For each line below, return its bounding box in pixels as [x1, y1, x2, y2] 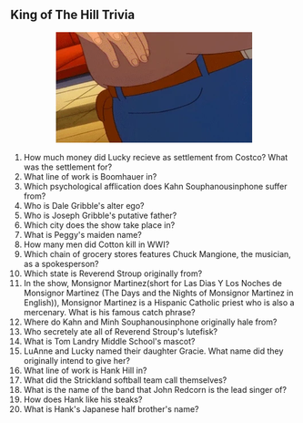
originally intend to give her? [23, 355, 131, 366]
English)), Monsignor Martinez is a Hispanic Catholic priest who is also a [23, 296, 295, 308]
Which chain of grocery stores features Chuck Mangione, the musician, [23, 248, 292, 259]
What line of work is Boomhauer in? [23, 170, 157, 181]
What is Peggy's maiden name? [23, 229, 142, 240]
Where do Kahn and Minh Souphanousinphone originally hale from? [23, 316, 278, 327]
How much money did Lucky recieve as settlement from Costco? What [23, 151, 288, 162]
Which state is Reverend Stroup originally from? [23, 268, 203, 279]
